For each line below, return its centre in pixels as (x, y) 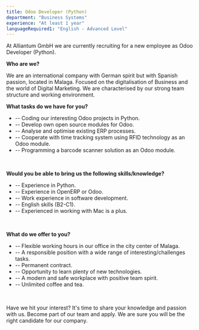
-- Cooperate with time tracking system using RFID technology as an (100, 138)
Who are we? (23, 64)
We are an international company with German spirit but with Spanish (92, 75)
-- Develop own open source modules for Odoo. (74, 125)
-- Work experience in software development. (71, 198)
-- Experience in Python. (45, 185)
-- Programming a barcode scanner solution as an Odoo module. (95, 150)
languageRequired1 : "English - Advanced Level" (67, 29)
